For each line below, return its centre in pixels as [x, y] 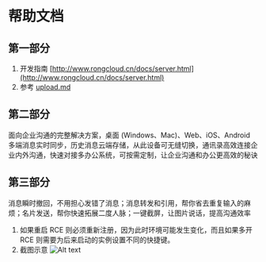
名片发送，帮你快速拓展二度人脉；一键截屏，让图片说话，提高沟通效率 [136, 213]
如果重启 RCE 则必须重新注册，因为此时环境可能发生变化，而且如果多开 [136, 229]
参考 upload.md [45, 87]
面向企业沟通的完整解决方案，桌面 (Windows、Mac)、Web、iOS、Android [129, 135]
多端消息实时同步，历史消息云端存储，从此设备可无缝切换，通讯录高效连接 [129, 144]
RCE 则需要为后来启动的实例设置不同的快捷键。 [97, 240]
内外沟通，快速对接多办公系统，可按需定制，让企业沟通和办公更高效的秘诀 [136, 155]
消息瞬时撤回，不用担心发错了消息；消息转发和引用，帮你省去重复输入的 [126, 202]
